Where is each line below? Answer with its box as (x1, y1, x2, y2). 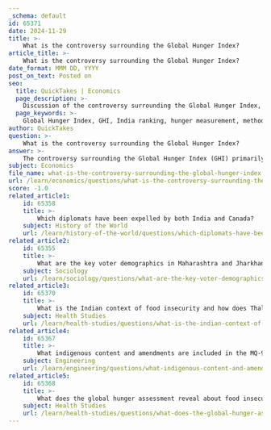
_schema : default (8, 11, 67, 20)
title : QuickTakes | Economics (15, 86, 121, 95)
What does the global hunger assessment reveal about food (37, 395, 240, 403)
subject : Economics (8, 162, 74, 170)
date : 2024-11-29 (8, 27, 67, 35)
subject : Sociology (23, 267, 89, 275)
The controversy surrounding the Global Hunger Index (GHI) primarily (23, 154, 265, 162)
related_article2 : (8, 237, 70, 245)
